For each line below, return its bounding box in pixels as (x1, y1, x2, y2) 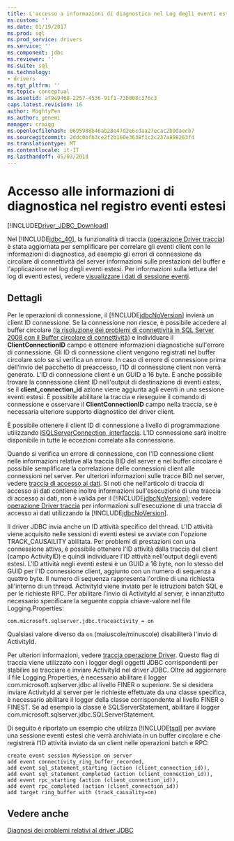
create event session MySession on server (7, 752, 132, 759)
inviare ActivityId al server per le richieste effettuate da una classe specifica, (7, 688, 227, 696)
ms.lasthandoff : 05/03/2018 (7, 153, 89, 161)
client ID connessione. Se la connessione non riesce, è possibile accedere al (7, 318, 227, 326)
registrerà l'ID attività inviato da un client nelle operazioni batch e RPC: (7, 738, 210, 747)
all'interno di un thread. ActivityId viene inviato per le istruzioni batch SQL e (7, 582, 224, 590)
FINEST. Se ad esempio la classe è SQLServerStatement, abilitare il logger (7, 703, 220, 711)
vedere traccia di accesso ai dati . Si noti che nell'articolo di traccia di (7, 479, 205, 487)
